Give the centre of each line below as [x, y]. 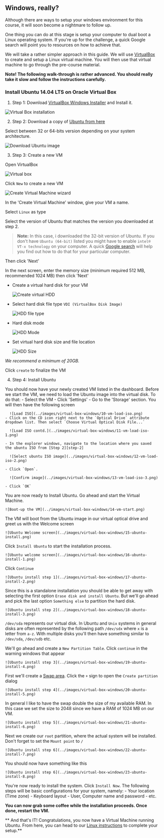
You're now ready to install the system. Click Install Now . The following [77, 786]
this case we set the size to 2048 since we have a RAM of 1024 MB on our [80, 709]
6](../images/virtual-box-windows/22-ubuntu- [100, 750]
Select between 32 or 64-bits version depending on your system [70, 131]
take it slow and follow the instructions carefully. [56, 79]
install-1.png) [20, 559]
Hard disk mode [28, 323]
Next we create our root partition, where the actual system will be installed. [81, 736]
